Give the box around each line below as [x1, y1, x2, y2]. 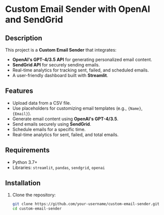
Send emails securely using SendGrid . [12, 121, 91, 127]
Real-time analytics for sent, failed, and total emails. [12, 132, 119, 138]
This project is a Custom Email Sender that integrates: [5, 47, 117, 53]
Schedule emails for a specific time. [12, 126, 86, 132]
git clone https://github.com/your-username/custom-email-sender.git [12, 202, 160, 207]
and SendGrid [5, 14, 63, 25]
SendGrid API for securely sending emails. [12, 62, 100, 68]
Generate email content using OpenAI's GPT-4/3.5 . [12, 116, 119, 122]
